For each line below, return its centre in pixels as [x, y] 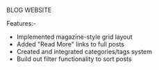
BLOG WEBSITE [29, 10]
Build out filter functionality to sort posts [74, 59]
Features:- [21, 23]
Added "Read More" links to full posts [70, 44]
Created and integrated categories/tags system [84, 52]
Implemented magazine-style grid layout [74, 37]
